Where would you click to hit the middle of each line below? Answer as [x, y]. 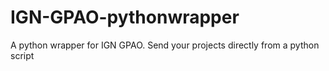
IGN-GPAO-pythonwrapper [125, 17]
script [22, 55]
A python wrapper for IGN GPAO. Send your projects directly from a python [165, 45]
